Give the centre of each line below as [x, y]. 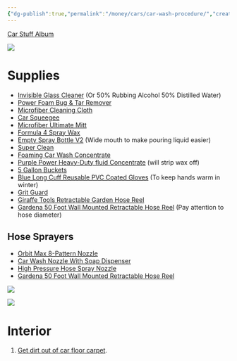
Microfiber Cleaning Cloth [55, 110]
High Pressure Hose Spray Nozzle [67, 269]
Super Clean [36, 147]
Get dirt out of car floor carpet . [62, 350]
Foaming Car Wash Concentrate [64, 155]
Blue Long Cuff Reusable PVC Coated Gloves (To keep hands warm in [119, 177]
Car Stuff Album [31, 34]
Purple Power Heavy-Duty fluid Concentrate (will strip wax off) [108, 162]
